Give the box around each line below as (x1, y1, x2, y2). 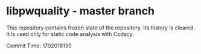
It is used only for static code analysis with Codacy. (6, 30, 134, 37)
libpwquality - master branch (6, 4, 155, 18)
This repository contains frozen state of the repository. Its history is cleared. (6, 24, 195, 31)
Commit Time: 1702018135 (6, 42, 72, 49)
